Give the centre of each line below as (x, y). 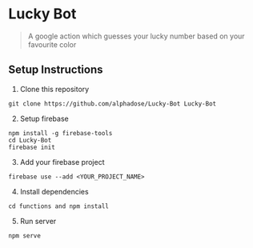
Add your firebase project (62, 162)
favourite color (52, 44)
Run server (38, 221)
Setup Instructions (56, 70)
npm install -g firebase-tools (60, 133)
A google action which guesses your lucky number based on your (137, 36)
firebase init (32, 147)
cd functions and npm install (59, 206)
